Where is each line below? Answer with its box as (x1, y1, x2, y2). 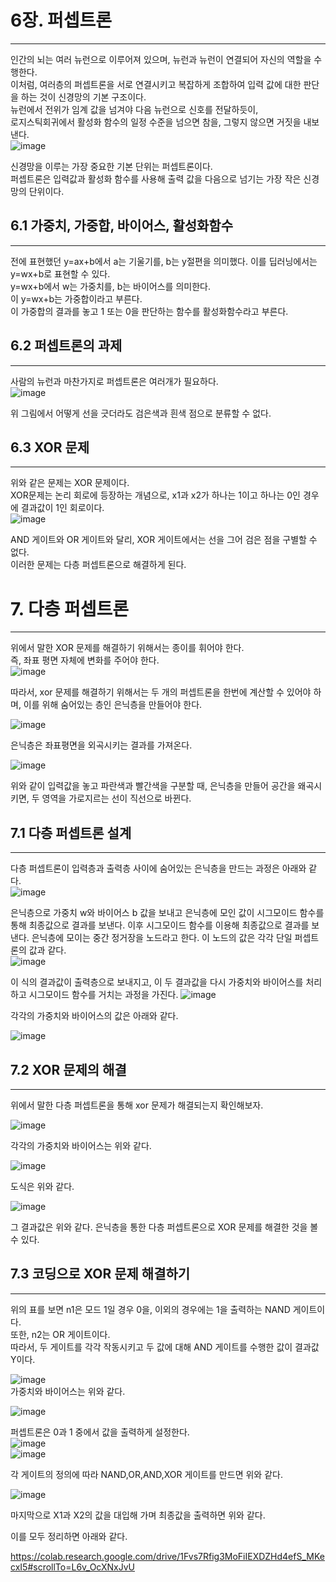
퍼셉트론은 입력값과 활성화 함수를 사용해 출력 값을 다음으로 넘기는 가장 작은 (10, 172, 302, 185)
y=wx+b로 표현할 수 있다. (10, 267, 111, 280)
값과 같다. (28, 944, 67, 956)
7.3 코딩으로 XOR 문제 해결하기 (10, 1266, 191, 1283)
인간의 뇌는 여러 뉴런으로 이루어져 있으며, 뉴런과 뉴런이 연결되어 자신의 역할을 (10, 53, 312, 65)
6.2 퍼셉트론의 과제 (10, 337, 123, 355)
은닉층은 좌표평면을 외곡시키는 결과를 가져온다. (10, 739, 193, 751)
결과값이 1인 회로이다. (20, 502, 105, 514)
